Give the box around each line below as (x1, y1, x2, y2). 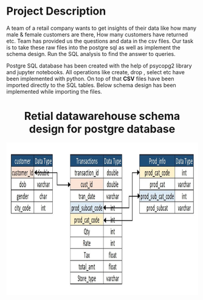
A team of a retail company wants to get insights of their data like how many (6, 24, 196, 32)
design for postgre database (29, 122, 176, 136)
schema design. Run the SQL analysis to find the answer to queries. (6, 50, 176, 57)
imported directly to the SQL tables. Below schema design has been (6, 81, 176, 89)
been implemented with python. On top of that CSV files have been (6, 75, 174, 82)
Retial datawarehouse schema (24, 110, 181, 123)
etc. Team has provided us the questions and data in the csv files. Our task (6, 37, 194, 44)
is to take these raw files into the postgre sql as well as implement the (6, 44, 181, 51)
